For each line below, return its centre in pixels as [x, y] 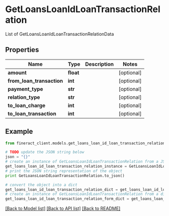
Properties [22, 50]
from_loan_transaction [35, 81]
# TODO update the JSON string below [45, 152]
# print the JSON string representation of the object [64, 171]
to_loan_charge [27, 105]
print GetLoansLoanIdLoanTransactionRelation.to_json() [65, 176]
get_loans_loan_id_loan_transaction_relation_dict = [62, 190]
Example [19, 131]
